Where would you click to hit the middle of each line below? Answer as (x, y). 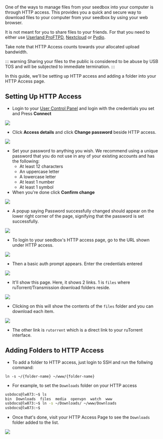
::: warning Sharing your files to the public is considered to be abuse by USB (82, 61)
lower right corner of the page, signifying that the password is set (78, 216)
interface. (22, 335)
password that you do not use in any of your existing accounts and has (83, 156)
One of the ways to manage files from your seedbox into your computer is (79, 7)
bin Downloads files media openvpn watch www (59, 399)
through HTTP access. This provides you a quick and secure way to (73, 12)
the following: (26, 161)
